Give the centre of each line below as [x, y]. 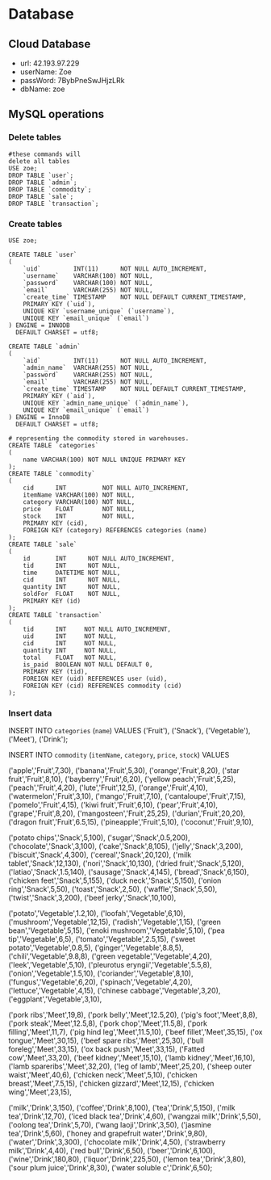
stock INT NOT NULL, [79, 516]
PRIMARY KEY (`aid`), [59, 396]
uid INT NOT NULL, [70, 636]
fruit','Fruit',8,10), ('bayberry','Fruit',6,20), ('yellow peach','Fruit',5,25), [122, 779]
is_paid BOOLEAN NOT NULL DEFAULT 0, [88, 664]
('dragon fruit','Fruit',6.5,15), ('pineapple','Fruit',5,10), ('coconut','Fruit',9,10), [131, 822]
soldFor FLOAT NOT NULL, [72, 594]
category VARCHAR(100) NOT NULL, [79, 502]
